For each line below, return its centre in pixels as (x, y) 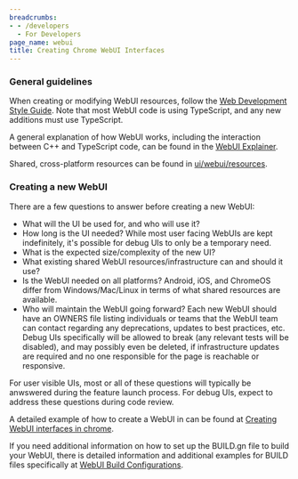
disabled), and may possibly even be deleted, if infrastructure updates (151, 346)
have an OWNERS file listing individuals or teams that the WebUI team (150, 318)
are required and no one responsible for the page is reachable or (141, 356)
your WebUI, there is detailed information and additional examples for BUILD (149, 455)
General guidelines (51, 82)
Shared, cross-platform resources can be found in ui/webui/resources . (139, 164)
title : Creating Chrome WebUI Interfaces (87, 51)
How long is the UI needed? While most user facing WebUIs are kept (147, 233)
